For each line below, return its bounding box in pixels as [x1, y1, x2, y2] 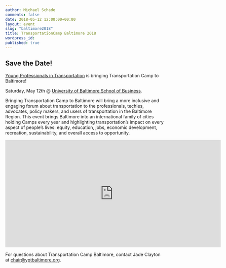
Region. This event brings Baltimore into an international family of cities [5, 113, 154, 119]
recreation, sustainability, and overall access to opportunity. [5, 129, 130, 136]
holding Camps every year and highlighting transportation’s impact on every [5, 119, 164, 125]
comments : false [5, 12, 40, 17]
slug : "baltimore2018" [5, 26, 53, 31]
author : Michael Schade [5, 7, 56, 13]
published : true [5, 40, 40, 46]
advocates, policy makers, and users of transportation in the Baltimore [5, 108, 152, 114]
